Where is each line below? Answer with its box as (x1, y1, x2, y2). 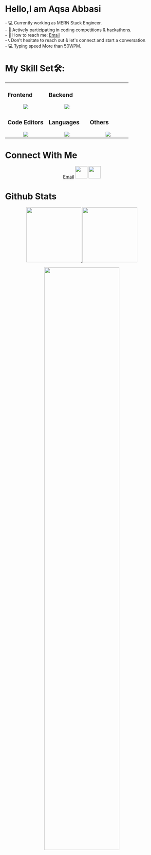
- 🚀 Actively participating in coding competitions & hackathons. (5, 27, 132, 33)
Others (90, 119, 109, 126)
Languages (48, 119, 79, 126)
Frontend (7, 91, 33, 99)
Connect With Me (5, 150, 77, 160)
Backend (48, 91, 73, 99)
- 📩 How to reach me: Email (5, 32, 60, 38)
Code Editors (7, 119, 44, 126)
